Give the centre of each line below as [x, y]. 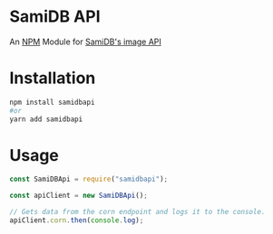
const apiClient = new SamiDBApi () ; [78, 196]
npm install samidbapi [52, 102]
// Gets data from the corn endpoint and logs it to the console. [137, 212]
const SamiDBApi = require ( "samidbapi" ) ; [89, 179]
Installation [53, 78]
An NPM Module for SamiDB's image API [85, 42]
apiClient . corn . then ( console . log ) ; [77, 220]
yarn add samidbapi [46, 119]
